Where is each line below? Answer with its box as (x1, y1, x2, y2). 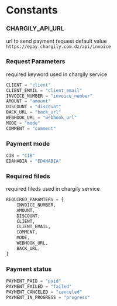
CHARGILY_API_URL (6, 25, 64, 33)
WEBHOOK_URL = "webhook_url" (6, 115, 77, 121)
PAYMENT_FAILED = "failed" (6, 283, 72, 290)
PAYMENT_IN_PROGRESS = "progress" (6, 294, 91, 300)
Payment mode (6, 139, 50, 147)
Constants (6, 4, 58, 17)
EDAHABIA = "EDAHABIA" (6, 158, 61, 164)
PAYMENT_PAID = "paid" (6, 278, 61, 284)
